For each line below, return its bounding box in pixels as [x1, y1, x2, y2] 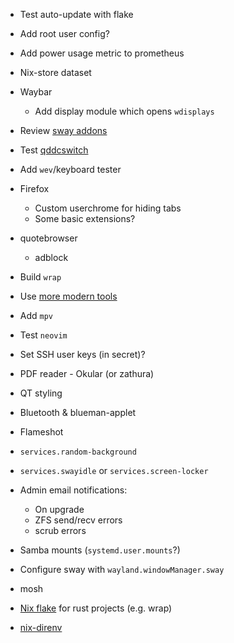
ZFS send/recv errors [34, 514, 123, 526]
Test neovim [19, 329, 68, 341]
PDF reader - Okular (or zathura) [19, 368, 155, 379]
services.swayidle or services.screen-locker [19, 465, 209, 476]
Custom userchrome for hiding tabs [34, 202, 182, 214]
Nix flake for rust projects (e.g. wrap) [19, 602, 173, 614]
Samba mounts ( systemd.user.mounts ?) [19, 544, 181, 556]
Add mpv [19, 310, 54, 321]
